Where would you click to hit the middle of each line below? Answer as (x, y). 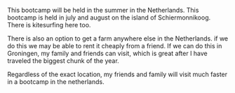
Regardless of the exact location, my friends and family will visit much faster (117, 74)
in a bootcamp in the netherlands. (56, 82)
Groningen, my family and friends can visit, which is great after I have (108, 53)
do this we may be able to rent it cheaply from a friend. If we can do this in (115, 46)
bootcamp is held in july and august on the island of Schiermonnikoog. (109, 17)
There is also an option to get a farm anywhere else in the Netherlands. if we (118, 38)
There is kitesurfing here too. (49, 25)
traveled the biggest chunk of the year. (63, 61)
